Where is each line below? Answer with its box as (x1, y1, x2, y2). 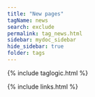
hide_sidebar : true (7, 43, 64, 50)
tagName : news (7, 17, 49, 24)
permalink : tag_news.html (7, 30, 82, 37)
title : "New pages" (7, 10, 64, 18)
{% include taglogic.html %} (7, 68, 89, 77)
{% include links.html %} (7, 82, 78, 91)
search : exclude (7, 23, 54, 30)
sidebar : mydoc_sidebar (7, 37, 77, 44)
